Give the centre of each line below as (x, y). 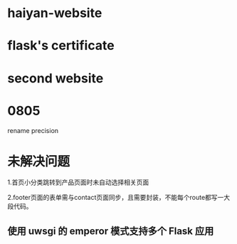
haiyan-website (55, 13)
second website (56, 78)
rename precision (33, 130)
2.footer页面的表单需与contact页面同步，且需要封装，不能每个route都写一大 (119, 198)
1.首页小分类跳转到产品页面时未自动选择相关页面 (78, 182)
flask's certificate (61, 46)
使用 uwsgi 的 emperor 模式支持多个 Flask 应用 (111, 231)
